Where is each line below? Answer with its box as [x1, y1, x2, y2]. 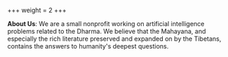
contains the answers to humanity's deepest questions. [7, 42, 169, 50]
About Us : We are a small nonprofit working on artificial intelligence [7, 20, 205, 27]
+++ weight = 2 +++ [7, 6, 67, 14]
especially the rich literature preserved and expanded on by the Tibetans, [7, 34, 222, 43]
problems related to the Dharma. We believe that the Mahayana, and [7, 27, 207, 35]
